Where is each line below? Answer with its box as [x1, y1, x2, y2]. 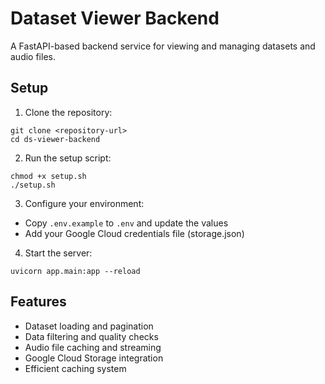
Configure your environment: [24, 197, 145, 209]
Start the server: [24, 247, 93, 259]
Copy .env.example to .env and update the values [24, 217, 229, 229]
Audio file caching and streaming [24, 341, 162, 353]
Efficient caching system [24, 362, 127, 374]
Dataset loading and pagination [24, 320, 154, 332]
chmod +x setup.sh [10, 171, 87, 181]
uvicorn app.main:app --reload [10, 266, 141, 276]
